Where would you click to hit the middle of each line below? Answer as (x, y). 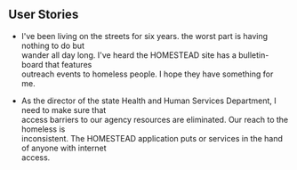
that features (68, 64)
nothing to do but (53, 45)
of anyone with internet (64, 148)
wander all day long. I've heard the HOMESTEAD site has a (129, 55)
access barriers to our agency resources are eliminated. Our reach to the (155, 119)
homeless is (43, 129)
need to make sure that (64, 109)
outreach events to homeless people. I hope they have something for (147, 74)
